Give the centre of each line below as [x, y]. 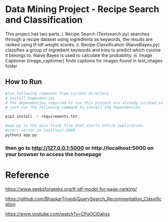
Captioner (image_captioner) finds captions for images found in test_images [84, 60]
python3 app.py [21, 135]
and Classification [44, 20]
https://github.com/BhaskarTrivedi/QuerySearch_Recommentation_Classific [83, 199]
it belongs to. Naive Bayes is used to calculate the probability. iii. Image [79, 55]
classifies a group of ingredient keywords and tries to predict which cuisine [83, 50]
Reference [27, 175]
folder [11, 66]
